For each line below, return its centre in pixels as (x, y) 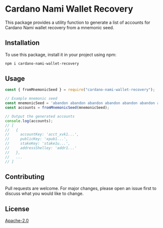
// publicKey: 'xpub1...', (37, 139)
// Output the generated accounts (40, 116)
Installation (22, 43)
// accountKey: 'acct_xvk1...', (42, 135)
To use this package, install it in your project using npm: (61, 54)
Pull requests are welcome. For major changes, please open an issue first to (81, 189)
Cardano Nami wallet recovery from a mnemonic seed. (60, 27)
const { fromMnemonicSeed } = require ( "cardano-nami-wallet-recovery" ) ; (80, 90)
